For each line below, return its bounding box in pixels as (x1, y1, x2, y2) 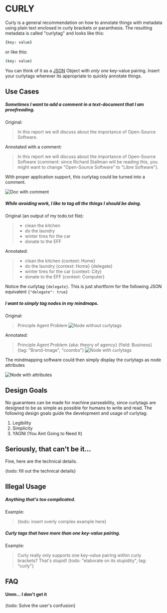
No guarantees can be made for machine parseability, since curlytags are (5, 399, 156, 405)
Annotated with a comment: (5, 144, 62, 150)
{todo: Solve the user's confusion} (5, 603, 76, 609)
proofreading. (5, 106, 35, 112)
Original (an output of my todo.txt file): (5, 213, 84, 219)
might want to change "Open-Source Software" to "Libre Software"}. (17, 164, 159, 170)
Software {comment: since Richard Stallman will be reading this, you (17, 159, 158, 165)
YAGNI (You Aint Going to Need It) (12, 430, 83, 436)
